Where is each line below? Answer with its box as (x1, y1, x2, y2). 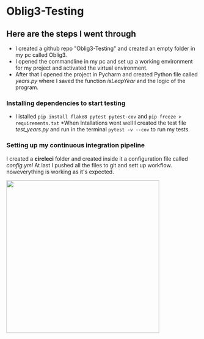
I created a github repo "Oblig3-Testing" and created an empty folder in (15, 45, 195, 52)
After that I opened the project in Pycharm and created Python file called (15, 71, 198, 78)
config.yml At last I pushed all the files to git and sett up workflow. (6, 161, 172, 169)
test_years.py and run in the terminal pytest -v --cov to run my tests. (15, 126, 191, 133)
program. (15, 84, 38, 91)
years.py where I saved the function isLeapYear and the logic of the (15, 78, 186, 84)
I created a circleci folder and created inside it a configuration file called (6, 155, 188, 162)
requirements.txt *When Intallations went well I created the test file (15, 119, 186, 126)
